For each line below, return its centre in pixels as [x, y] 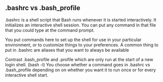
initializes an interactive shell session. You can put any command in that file [81, 25]
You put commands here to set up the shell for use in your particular [73, 40]
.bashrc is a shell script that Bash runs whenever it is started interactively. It [81, 20]
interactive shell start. [27, 75]
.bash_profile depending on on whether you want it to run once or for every [81, 70]
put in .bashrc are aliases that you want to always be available [67, 50]
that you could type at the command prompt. [50, 30]
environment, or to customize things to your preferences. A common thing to [82, 45]
